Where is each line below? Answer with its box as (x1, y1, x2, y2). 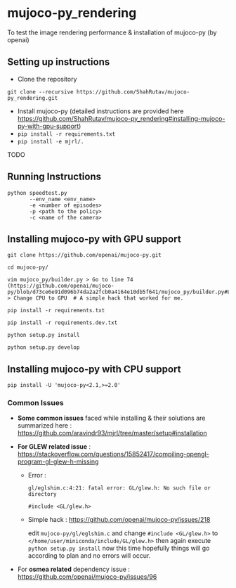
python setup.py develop (7, 344, 80, 351)
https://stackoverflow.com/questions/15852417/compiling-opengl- (17, 450, 209, 459)
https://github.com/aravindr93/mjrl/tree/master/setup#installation (17, 429, 207, 437)
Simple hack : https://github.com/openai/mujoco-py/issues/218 (27, 516, 211, 524)
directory (27, 491, 58, 498)
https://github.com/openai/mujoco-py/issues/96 (17, 573, 157, 581)
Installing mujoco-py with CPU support (7, 363, 181, 375)
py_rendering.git (7, 94, 58, 101)
